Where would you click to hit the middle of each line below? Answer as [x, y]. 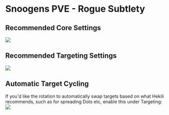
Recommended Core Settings [53, 28]
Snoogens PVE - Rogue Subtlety [75, 9]
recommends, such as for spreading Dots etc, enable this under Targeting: [84, 101]
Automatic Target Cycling [47, 84]
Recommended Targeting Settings [61, 56]
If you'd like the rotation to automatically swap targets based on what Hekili [84, 96]
